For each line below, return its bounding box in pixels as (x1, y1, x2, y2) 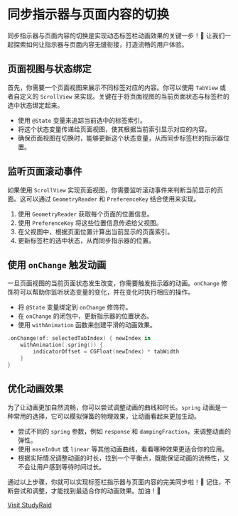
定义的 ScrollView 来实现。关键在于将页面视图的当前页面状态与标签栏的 (19, 92, 229, 100)
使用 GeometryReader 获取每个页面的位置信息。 (17, 209, 153, 218)
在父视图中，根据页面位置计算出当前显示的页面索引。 (17, 227, 174, 236)
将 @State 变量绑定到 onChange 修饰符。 (17, 303, 132, 312)
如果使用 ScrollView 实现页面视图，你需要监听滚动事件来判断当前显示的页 (7, 185, 224, 194)
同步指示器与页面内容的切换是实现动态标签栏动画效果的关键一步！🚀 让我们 (7, 31, 225, 40)
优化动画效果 (7, 383, 64, 395)
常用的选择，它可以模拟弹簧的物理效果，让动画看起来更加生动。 (13, 412, 200, 420)
